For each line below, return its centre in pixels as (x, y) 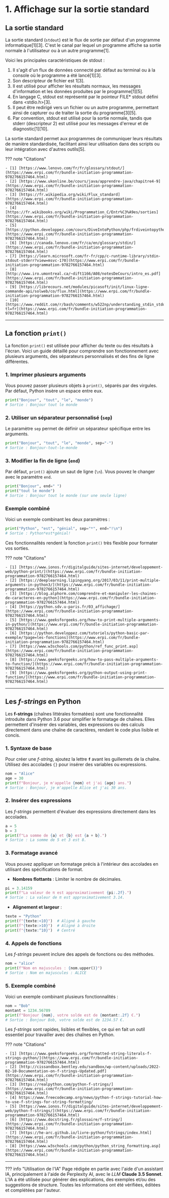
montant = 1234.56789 (28, 1010)
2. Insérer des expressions (38, 800)
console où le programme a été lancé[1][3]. (57, 75)
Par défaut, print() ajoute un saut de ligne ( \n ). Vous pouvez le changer (80, 472)
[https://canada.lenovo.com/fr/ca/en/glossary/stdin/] (77, 243)
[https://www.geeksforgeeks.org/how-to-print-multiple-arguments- (90, 620)
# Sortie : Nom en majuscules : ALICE (46, 973)
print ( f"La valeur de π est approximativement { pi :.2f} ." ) (68, 893)
